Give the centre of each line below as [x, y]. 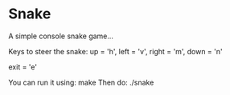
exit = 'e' [23, 67]
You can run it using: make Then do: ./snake [81, 82]
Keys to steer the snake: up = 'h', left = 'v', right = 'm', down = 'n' [115, 51]
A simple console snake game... [61, 36]
